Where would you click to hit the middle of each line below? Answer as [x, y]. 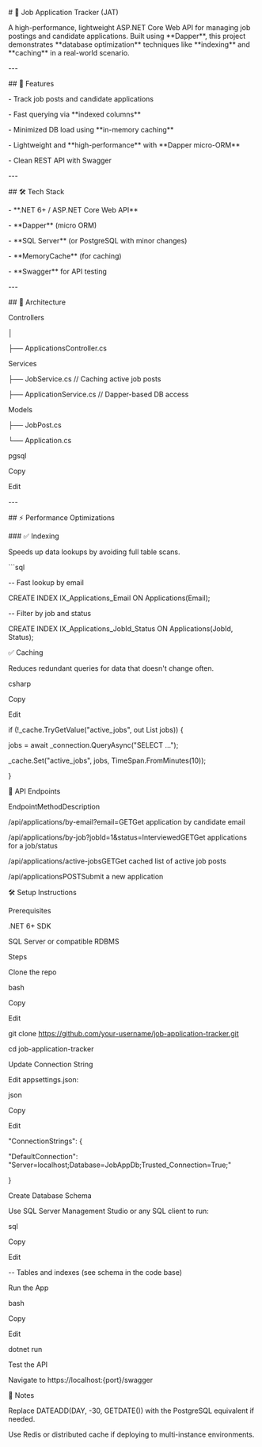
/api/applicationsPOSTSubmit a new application [86, 877]
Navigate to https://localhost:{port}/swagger [80, 1380]
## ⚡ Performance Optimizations [61, 518]
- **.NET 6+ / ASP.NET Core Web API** [73, 210]
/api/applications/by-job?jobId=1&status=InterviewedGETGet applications [128, 837]
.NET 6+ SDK [30, 926]
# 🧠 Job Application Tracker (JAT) [63, 12]
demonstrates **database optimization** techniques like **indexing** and [129, 44]
